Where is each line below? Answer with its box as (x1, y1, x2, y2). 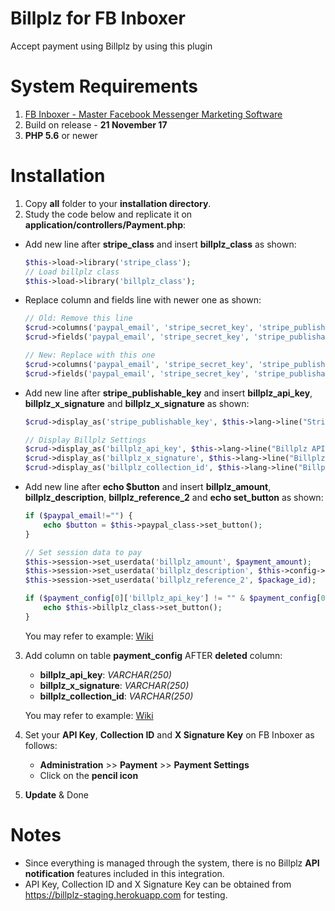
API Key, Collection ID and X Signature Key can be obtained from (24, 878, 292, 890)
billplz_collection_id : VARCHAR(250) (39, 690, 194, 702)
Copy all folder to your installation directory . (24, 197, 212, 209)
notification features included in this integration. (24, 867, 225, 879)
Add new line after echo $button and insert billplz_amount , (24, 481, 272, 493)
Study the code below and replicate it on (24, 208, 193, 220)
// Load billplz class (24, 267, 120, 277)
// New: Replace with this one (24, 350, 156, 361)
